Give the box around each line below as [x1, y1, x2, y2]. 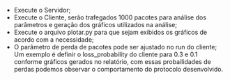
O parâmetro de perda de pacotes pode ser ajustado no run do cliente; [13, 43, 217, 51]
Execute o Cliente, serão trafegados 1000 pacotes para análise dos [13, 13, 207, 22]
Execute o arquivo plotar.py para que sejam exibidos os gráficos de [13, 28, 208, 36]
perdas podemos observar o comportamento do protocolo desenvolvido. [13, 65, 224, 73]
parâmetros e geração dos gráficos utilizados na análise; [13, 21, 178, 29]
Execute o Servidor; [13, 6, 71, 14]
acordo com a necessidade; [13, 35, 94, 44]
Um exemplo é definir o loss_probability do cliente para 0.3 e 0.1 [13, 50, 198, 58]
